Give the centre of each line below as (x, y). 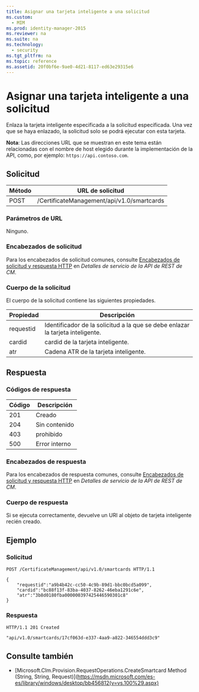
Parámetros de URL (34, 219)
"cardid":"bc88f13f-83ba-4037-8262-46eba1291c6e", (81, 590)
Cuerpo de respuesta (37, 502)
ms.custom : (20, 17)
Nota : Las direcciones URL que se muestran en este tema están (84, 143)
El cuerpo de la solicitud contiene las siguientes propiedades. (81, 300)
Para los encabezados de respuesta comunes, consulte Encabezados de (95, 474)
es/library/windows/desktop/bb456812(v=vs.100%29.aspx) (87, 683)
